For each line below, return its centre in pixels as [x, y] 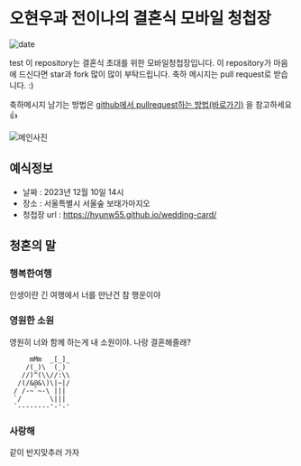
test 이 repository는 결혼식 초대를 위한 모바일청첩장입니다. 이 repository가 [141, 62]
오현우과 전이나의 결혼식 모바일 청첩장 [141, 19]
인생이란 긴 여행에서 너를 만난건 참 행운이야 [85, 295]
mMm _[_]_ [50, 359]
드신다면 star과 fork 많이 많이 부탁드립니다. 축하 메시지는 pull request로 [145, 74]
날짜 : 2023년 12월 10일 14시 [73, 191]
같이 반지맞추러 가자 [44, 452]
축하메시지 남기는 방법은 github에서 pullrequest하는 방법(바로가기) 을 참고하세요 [151, 104]
